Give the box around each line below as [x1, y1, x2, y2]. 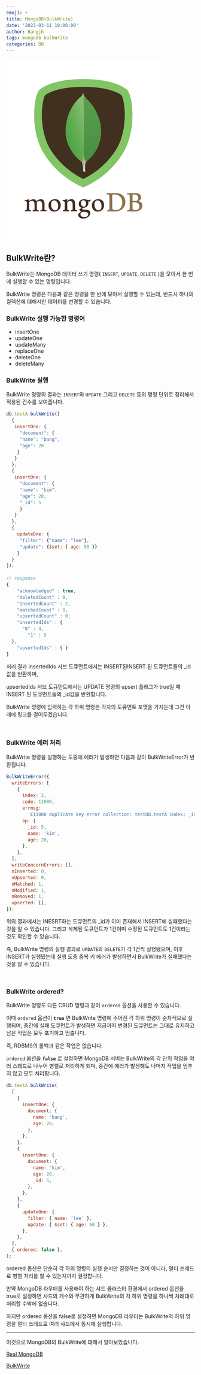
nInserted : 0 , [11, 868, 47, 874]
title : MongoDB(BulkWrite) [6, 16, 74, 22]
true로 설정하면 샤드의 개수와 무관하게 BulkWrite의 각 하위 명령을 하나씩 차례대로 [6, 1292, 194, 1300]
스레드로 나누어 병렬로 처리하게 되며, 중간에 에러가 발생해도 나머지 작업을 [12, 1062, 182, 1070]
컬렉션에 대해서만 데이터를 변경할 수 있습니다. [6, 298, 112, 305]
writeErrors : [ [11, 780, 50, 786]
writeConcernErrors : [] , [11, 862, 74, 868]
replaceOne [14, 347, 44, 355]
